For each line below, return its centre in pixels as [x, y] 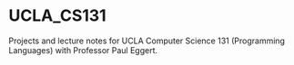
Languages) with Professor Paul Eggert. [83, 50]
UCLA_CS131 [57, 16]
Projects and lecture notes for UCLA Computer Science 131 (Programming [147, 41]
